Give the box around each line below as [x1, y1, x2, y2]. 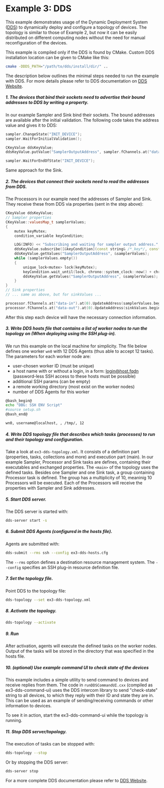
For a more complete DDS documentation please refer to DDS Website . [5, 777, 148, 783]
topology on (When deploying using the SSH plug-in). [5, 331, 116, 337]
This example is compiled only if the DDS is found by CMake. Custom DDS [5, 49, 155, 55]
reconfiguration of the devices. [5, 40, 68, 45]
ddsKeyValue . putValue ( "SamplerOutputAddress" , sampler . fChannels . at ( [5, 149, 150, 154]
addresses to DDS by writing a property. [5, 100, 89, 106]
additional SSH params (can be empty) [12, 378, 91, 384]
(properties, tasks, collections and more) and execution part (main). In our [5, 454, 154, 460]
